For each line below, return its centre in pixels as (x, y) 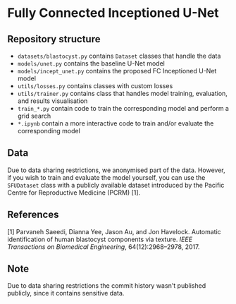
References (33, 215)
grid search (34, 116)
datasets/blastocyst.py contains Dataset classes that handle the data (119, 56)
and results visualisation (52, 101)
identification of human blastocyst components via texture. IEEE (100, 239)
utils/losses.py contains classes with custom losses (95, 86)
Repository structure (54, 39)
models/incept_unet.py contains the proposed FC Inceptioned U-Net (117, 71)
